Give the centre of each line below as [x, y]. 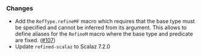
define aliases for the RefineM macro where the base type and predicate [104, 34]
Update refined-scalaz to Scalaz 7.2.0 [62, 46]
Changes [20, 8]
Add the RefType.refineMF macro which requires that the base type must [105, 21]
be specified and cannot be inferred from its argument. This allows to [101, 27]
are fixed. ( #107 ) [35, 41]
